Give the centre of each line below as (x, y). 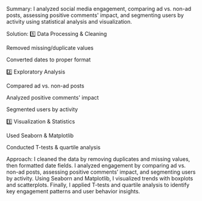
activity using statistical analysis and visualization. (69, 22)
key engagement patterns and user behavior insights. (73, 191)
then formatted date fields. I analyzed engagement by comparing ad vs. (96, 165)
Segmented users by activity (42, 109)
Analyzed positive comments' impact (53, 97)
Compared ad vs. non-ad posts (45, 86)
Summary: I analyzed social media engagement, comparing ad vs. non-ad (99, 9)
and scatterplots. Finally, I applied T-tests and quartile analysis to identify (98, 185)
